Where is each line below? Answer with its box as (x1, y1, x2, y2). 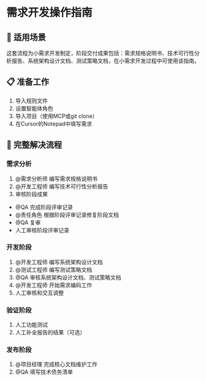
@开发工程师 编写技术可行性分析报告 (15, 183, 109, 190)
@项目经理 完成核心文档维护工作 (15, 361, 98, 368)
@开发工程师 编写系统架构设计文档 (15, 258, 103, 265)
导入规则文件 (15, 96, 48, 104)
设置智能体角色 (15, 104, 53, 112)
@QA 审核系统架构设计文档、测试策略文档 (15, 273, 121, 281)
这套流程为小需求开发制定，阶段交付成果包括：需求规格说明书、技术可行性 (6, 50, 194, 57)
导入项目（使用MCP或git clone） (15, 112, 98, 120)
